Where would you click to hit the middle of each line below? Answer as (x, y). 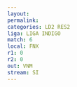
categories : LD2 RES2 (39, 27)
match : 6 (20, 40)
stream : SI (23, 72)
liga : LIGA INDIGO (34, 33)
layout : (19, 14)
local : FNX (23, 46)
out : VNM (20, 66)
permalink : (23, 20)
